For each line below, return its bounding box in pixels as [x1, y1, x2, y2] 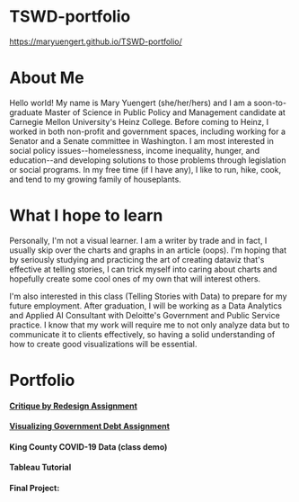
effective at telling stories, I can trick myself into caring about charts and [9, 264, 277, 274]
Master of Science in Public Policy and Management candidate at [44, 106, 286, 118]
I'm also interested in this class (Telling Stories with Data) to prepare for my [9, 291, 287, 301]
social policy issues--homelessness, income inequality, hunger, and [9, 145, 260, 156]
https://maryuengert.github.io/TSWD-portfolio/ [9, 36, 182, 47]
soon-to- [253, 97, 287, 108]
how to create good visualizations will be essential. [9, 338, 198, 349]
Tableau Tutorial [9, 462, 72, 473]
